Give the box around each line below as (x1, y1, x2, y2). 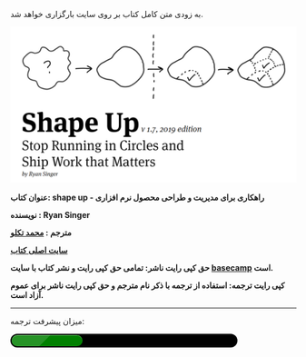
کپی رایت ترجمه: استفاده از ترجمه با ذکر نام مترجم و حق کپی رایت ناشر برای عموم (10, 280, 285, 291)
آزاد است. (10, 289, 44, 300)
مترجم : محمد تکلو (10, 227, 72, 238)
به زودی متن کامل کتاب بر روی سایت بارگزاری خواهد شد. (10, 9, 203, 19)
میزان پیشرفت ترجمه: (10, 315, 85, 326)
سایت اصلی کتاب (10, 244, 68, 255)
